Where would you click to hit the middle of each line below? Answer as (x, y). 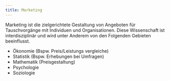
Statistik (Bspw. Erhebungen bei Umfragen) (58, 56)
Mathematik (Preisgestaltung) (44, 62)
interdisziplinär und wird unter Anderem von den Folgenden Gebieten (78, 35)
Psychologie (26, 67)
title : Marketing (24, 10)
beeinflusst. (18, 41)
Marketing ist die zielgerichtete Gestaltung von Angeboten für (70, 25)
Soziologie (24, 73)
